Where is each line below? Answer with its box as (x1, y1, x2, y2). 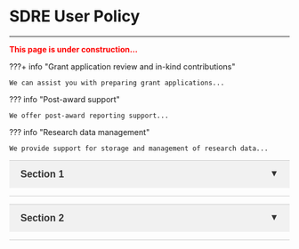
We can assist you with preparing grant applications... (9, 78, 225, 87)
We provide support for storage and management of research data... (9, 144, 269, 153)
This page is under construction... (9, 44, 138, 54)
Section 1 (20, 167, 65, 180)
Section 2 (20, 212, 65, 224)
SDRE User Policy (9, 6, 141, 27)
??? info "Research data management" (9, 126, 150, 137)
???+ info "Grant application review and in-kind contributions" (9, 60, 236, 72)
